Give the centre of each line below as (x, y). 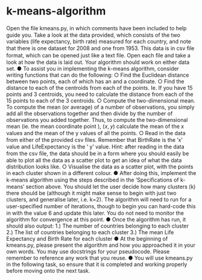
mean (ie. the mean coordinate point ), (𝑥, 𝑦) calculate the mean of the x (95, 126)
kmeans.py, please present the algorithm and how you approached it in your (101, 245)
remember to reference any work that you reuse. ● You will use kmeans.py (99, 258)
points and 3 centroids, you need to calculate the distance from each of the (100, 94)
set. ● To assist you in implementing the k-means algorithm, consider (93, 68)
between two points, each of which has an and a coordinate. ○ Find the (95, 81)
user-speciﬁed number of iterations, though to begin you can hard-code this (101, 206)
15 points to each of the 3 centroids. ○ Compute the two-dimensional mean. (101, 100)
